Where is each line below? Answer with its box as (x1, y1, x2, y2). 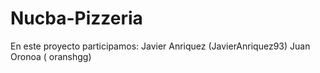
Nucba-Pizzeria (10, 7, 143, 30)
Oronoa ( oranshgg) (10, 50, 92, 62)
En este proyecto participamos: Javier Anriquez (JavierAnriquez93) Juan (10, 40, 311, 52)
